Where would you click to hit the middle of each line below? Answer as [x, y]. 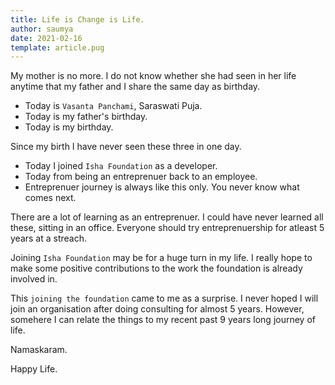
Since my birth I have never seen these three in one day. [126, 147]
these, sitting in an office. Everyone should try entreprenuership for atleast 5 [167, 228]
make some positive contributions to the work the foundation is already [156, 268]
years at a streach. [49, 238]
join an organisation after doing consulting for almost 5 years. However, [157, 309]
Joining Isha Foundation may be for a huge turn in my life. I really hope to [161, 258]
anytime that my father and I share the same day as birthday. [135, 87]
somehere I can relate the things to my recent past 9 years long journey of [163, 320]
